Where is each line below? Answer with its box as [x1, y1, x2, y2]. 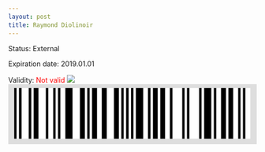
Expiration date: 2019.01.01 [8, 59, 95, 69]
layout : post [8, 13, 51, 20]
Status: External [8, 43, 60, 53]
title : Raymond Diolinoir [8, 20, 93, 29]
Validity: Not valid [8, 75, 65, 84]
